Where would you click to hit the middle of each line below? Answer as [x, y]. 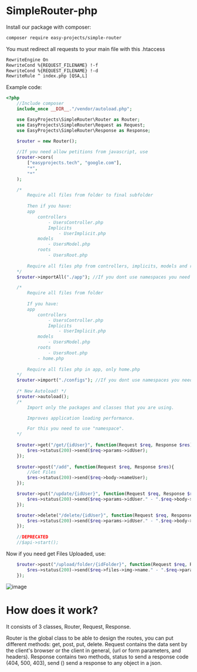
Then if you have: [50, 206]
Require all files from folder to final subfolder [90, 195]
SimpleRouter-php [52, 11]
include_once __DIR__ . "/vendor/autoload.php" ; [74, 109]
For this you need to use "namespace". [76, 429]
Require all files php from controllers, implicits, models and [107, 266]
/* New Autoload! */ [42, 391]
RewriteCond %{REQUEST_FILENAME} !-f [52, 65]
